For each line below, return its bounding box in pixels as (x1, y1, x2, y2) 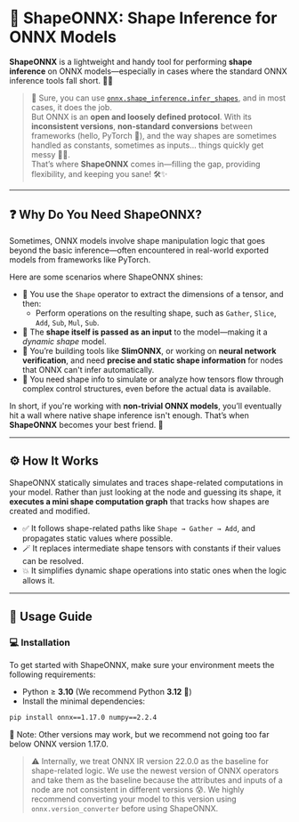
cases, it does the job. (30, 101, 113, 112)
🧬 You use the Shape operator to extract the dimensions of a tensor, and (21, 288, 284, 299)
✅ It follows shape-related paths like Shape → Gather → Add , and (21, 522, 256, 533)
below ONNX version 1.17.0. (9, 738, 109, 750)
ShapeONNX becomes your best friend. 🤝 (9, 419, 164, 430)
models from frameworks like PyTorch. (9, 254, 151, 265)
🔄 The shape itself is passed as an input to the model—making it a (21, 326, 269, 337)
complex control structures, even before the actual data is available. (21, 383, 271, 394)
